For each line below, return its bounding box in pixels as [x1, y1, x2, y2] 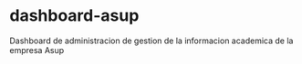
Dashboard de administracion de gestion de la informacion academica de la [9, 35, 294, 46]
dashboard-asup [9, 5, 140, 26]
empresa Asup [9, 44, 65, 55]
